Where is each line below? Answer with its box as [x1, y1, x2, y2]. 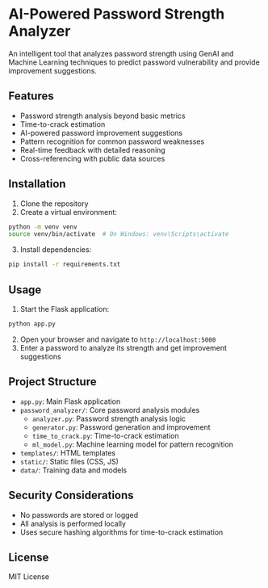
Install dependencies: [19, 245, 92, 254]
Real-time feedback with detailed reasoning [19, 145, 165, 154]
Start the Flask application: [19, 304, 110, 313]
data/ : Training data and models [19, 465, 128, 475]
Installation [8, 177, 66, 191]
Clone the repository [19, 199, 89, 208]
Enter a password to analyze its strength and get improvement [19, 342, 228, 352]
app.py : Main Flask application [19, 397, 121, 406]
